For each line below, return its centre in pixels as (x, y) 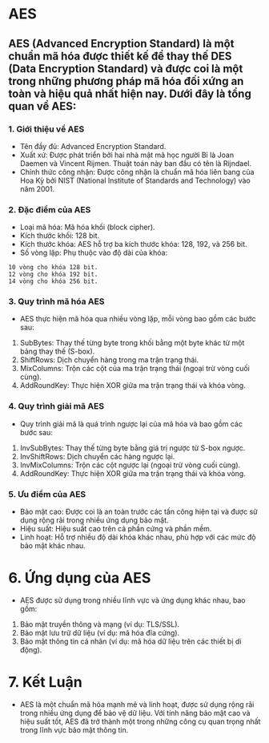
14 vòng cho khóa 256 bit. (53, 281)
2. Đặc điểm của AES (50, 209)
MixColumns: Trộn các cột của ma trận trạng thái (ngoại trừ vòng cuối (134, 369)
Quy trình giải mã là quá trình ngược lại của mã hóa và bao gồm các (131, 424)
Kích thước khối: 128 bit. (60, 236)
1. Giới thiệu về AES (46, 129)
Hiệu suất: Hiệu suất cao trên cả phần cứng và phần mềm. (116, 529)
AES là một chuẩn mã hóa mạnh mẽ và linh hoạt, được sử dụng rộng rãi (137, 704)
